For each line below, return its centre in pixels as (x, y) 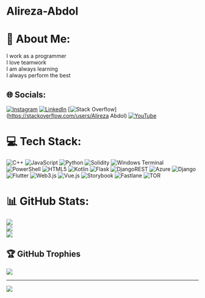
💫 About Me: (38, 39)
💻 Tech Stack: (44, 142)
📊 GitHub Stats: (48, 201)
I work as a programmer (37, 56)
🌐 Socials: (26, 95)
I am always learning (32, 69)
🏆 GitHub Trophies (44, 254)
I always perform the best (38, 76)
